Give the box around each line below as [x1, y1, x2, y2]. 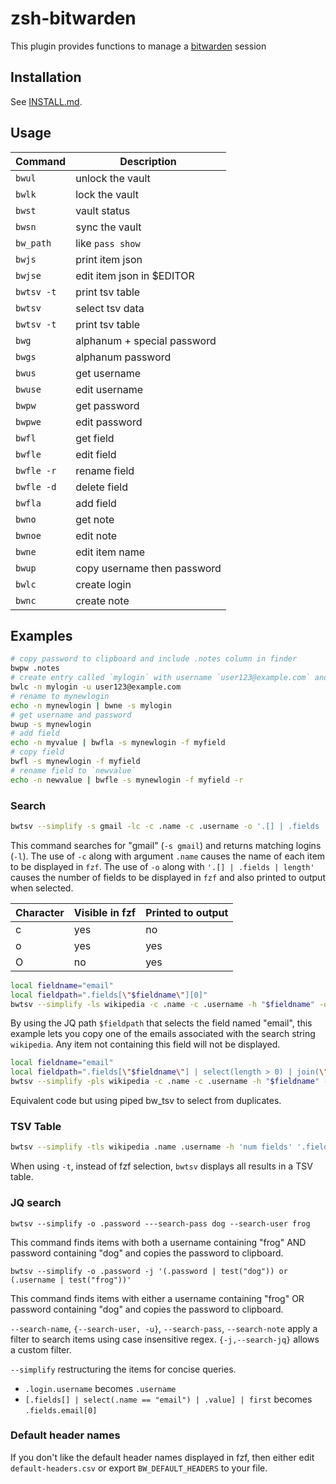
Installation [10, 69, 82, 86]
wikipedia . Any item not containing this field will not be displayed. [10, 1038, 281, 1051]
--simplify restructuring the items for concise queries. [10, 1363, 237, 1375]
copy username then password [75, 561, 222, 575]
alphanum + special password [75, 333, 217, 347]
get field [75, 431, 115, 445]
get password [75, 398, 140, 412]
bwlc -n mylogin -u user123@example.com [10, 682, 182, 692]
